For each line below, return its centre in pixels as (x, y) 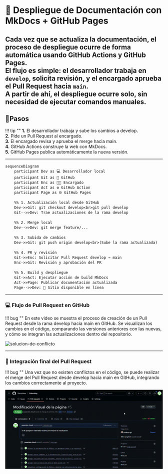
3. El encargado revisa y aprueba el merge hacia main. (61, 141)
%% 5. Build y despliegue (41, 273)
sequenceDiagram (22, 166)
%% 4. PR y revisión (35, 253)
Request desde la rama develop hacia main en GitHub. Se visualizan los (79, 323)
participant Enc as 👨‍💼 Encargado (49, 183)
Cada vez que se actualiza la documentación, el (81, 39)
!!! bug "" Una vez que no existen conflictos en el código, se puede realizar (82, 372)
